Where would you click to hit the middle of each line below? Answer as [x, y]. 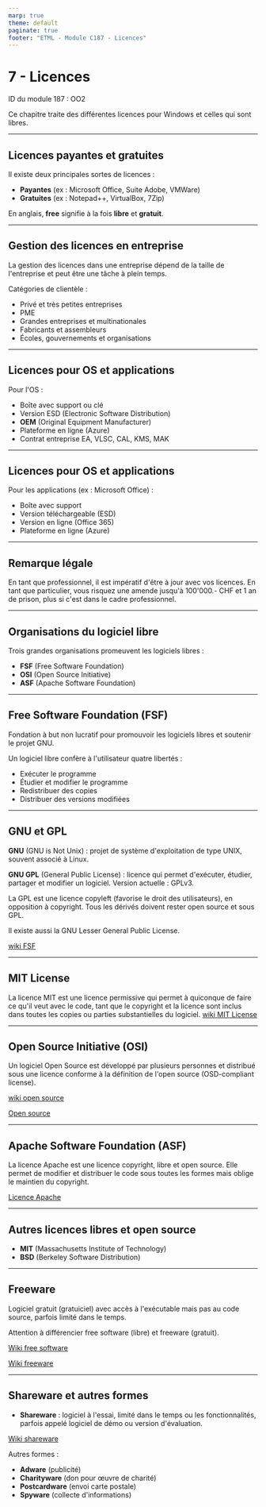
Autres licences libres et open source [102, 1229]
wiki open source [36, 1098]
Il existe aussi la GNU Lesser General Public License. [94, 931]
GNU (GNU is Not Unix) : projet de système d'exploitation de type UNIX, [125, 850]
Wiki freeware [31, 1363]
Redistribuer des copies [58, 790]
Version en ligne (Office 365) [67, 522]
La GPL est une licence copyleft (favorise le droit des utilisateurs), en [121, 898]
